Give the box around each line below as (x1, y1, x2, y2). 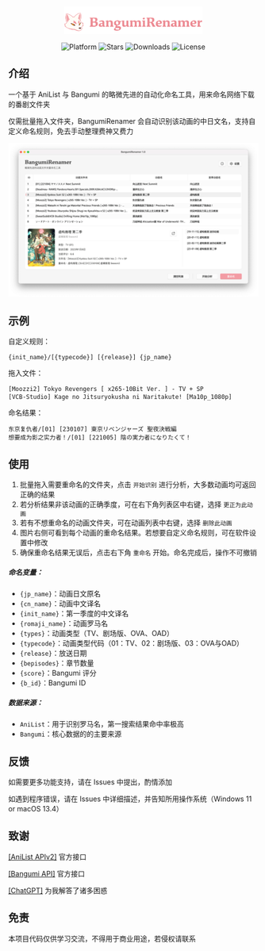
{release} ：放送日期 (19, 649, 87, 658)
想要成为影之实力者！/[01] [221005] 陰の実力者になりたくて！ (8, 434, 192, 442)
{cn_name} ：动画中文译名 (19, 599, 102, 608)
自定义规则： (8, 336, 50, 347)
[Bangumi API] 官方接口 (8, 869, 86, 878)
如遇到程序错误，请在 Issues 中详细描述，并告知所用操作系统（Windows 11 (8, 794, 252, 803)
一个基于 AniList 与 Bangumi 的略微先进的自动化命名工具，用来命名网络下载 (8, 90, 255, 99)
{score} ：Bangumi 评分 (19, 669, 97, 678)
